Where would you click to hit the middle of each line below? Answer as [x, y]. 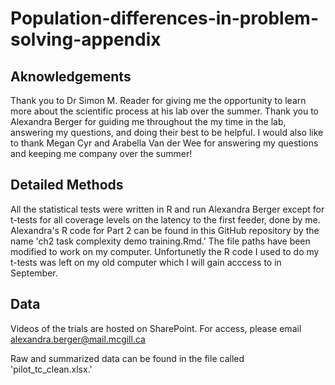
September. [34, 273]
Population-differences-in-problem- [164, 18]
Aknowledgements [71, 76]
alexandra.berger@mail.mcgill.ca [78, 339]
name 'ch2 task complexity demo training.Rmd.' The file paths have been [160, 241]
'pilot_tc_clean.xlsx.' [51, 369]
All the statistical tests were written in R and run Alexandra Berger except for [167, 209]
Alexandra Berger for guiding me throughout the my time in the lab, [148, 121]
